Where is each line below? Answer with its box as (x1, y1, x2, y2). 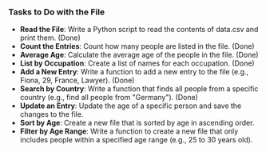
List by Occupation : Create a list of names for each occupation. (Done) (19, 58, 255, 68)
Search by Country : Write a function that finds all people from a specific (19, 84, 259, 94)
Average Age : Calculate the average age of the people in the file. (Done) (19, 50, 259, 60)
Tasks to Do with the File (8, 6, 105, 18)
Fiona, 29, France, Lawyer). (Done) (19, 75, 135, 86)
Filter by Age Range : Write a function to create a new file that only (19, 126, 239, 136)
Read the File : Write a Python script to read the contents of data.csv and (19, 25, 259, 34)
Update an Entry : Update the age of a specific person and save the (19, 101, 242, 110)
